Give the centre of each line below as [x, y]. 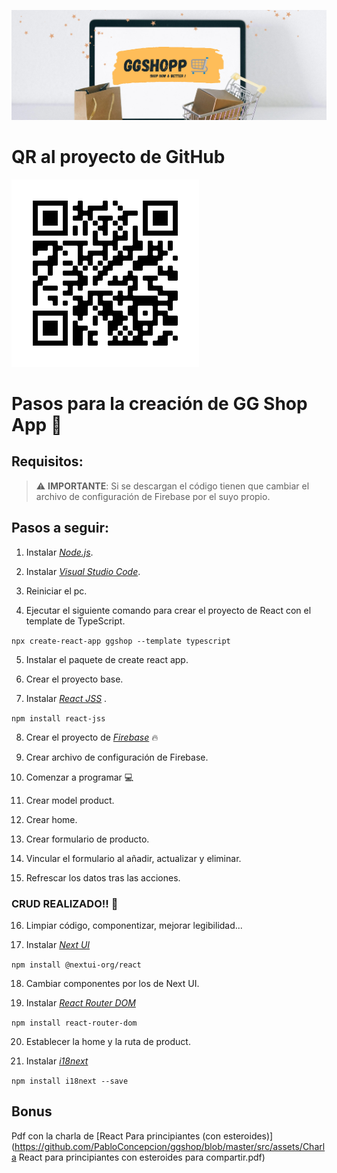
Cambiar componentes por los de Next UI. [112, 983]
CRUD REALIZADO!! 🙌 [65, 903]
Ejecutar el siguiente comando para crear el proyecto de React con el [168, 610]
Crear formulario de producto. [87, 839]
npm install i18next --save [70, 1081]
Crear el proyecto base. [74, 679]
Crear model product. [70, 800]
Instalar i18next [57, 1061]
